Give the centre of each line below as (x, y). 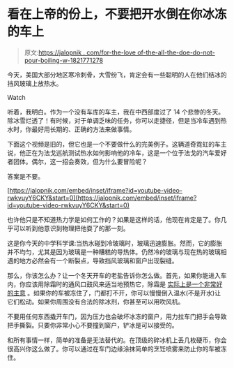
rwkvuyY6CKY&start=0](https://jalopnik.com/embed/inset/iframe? (102, 198)
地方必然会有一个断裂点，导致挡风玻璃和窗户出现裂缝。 (99, 260)
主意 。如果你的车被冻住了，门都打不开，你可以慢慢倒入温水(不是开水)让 (117, 293)
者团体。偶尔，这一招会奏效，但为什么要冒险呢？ (77, 161)
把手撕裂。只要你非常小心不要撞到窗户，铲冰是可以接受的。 (93, 325)
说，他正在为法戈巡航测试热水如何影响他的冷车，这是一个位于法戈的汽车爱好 (117, 153)
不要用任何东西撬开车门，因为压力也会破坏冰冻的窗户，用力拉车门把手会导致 (117, 316)
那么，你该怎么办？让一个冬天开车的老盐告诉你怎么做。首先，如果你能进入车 (117, 275)
